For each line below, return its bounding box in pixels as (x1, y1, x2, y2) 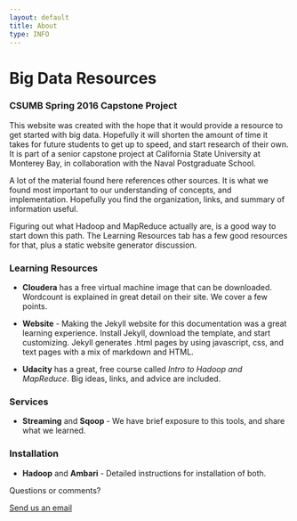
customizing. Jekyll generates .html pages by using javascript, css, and (21, 338, 285, 348)
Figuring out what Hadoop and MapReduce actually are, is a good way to (9, 220, 277, 232)
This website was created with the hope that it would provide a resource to (9, 119, 283, 130)
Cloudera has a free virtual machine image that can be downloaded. (21, 282, 273, 293)
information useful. (9, 203, 78, 214)
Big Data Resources (9, 68, 157, 88)
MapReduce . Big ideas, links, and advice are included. (21, 373, 221, 384)
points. (21, 301, 48, 312)
